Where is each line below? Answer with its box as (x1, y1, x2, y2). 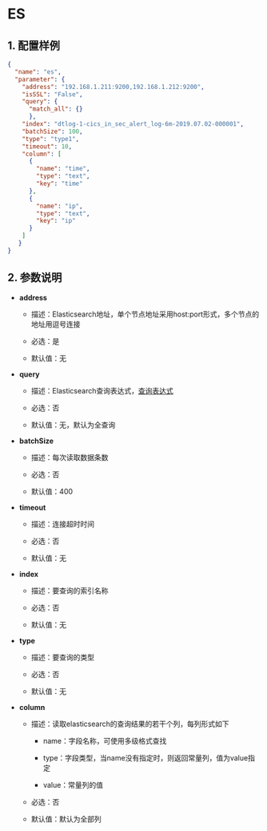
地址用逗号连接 (30, 319, 81, 329)
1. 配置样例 (7, 38, 61, 52)
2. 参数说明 (7, 271, 62, 284)
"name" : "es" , (14, 67, 62, 76)
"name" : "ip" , (36, 202, 83, 210)
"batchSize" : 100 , (22, 127, 83, 135)
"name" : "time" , (36, 165, 90, 173)
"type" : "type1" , (22, 135, 80, 143)
